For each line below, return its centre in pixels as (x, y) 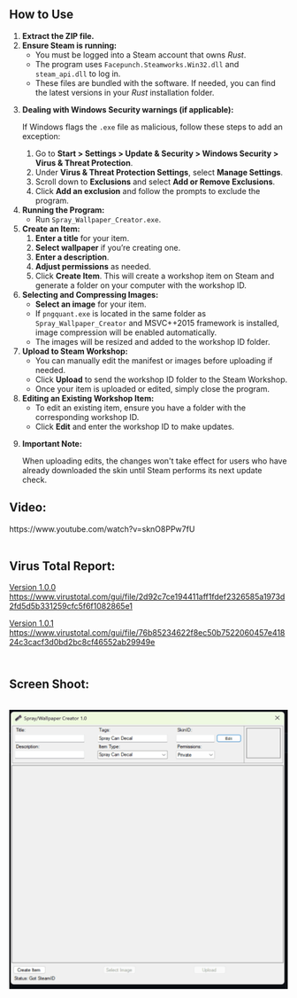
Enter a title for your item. (82, 238)
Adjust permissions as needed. (93, 266)
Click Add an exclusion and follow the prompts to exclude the (148, 191)
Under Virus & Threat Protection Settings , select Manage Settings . (159, 172)
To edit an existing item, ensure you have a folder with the (140, 408)
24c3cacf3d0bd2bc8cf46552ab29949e (82, 643)
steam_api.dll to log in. (78, 74)
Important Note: (52, 443)
